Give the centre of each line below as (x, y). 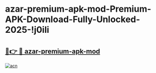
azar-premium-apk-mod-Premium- (78, 9)
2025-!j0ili (27, 30)
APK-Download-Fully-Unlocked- (73, 19)
